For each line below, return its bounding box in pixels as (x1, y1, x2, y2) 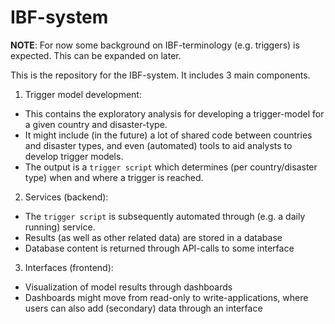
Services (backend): (24, 191, 109, 203)
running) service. (24, 221, 96, 233)
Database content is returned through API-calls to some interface (24, 242, 295, 254)
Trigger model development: (24, 88, 142, 100)
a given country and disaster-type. (24, 118, 168, 130)
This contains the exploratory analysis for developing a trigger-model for (24, 107, 325, 120)
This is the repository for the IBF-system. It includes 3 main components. (10, 69, 311, 81)
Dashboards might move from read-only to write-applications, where (24, 291, 309, 303)
